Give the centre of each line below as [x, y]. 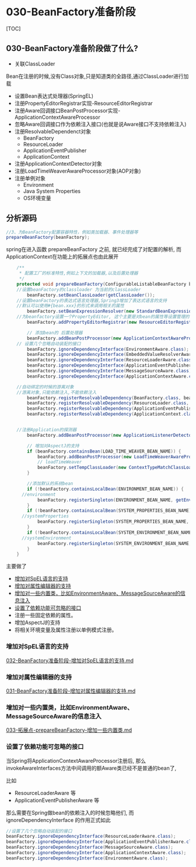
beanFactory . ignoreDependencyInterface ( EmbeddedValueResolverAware [111, 355]
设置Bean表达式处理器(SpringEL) [54, 96]
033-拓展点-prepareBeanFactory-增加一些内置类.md [69, 730]
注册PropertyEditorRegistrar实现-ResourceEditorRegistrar [83, 103]
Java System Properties [52, 191]
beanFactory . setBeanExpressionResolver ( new [80, 311]
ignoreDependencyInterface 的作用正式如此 [58, 820]
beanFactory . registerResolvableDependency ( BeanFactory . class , [104, 398]
